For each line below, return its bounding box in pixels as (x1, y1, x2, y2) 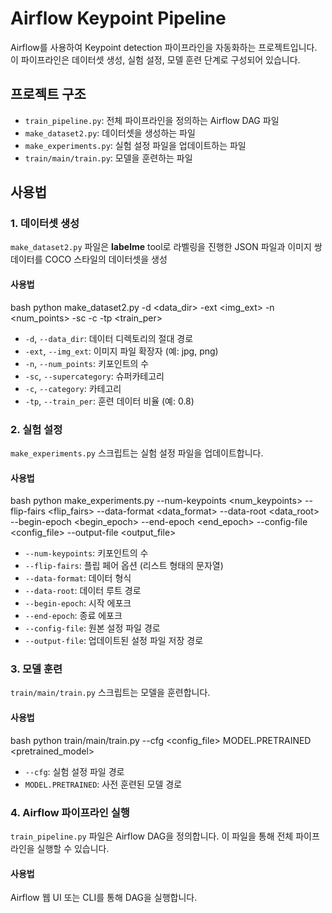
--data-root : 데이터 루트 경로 (24, 585, 142, 597)
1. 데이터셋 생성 (10, 217, 80, 231)
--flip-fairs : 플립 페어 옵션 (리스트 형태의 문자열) (24, 560, 224, 572)
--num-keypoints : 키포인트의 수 (24, 547, 149, 559)
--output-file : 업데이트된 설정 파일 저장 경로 (24, 635, 204, 647)
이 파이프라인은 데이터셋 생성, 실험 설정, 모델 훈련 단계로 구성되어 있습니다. (10, 53, 301, 66)
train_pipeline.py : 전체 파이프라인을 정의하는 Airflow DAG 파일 (24, 114, 280, 126)
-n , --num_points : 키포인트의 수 (24, 357, 150, 369)
